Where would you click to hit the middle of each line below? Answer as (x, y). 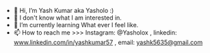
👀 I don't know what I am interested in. (67, 18)
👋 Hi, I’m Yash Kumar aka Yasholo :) (64, 11)
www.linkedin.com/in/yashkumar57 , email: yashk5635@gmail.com (108, 42)
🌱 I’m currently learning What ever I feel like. (76, 25)
